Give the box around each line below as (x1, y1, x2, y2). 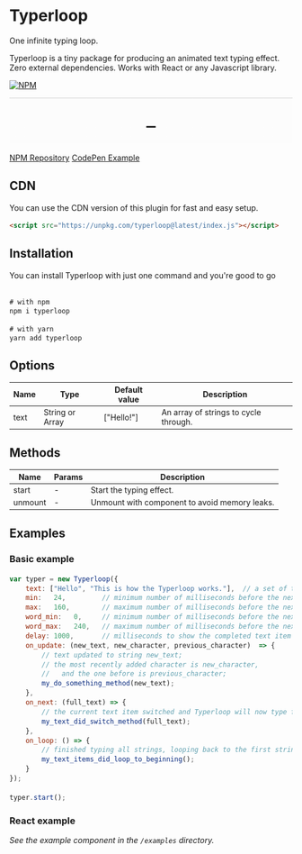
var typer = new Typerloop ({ (9, 574, 119, 584)
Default (114, 384, 144, 395)
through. (161, 416, 193, 428)
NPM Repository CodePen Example (9, 152, 140, 163)
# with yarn (9, 324, 54, 333)
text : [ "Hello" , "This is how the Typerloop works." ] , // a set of (25, 584, 288, 593)
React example (9, 814, 76, 827)
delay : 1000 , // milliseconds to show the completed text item (25, 631, 292, 640)
